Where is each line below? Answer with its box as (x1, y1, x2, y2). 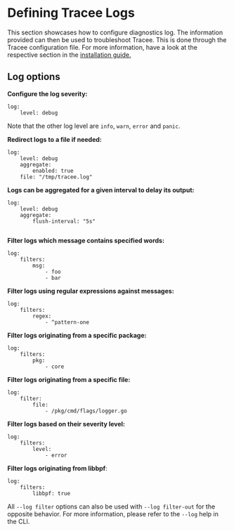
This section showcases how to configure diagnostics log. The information (7, 28, 223, 37)
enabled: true (32, 167, 74, 174)
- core (44, 363, 65, 370)
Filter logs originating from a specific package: (7, 331, 147, 339)
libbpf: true (32, 490, 71, 497)
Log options (7, 71, 61, 83)
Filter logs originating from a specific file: (7, 375, 131, 383)
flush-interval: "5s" (32, 218, 96, 225)
